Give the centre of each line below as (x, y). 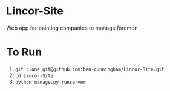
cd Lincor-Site (34, 76)
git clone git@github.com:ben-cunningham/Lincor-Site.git (90, 69)
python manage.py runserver (50, 82)
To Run (24, 52)
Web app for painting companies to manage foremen (72, 28)
